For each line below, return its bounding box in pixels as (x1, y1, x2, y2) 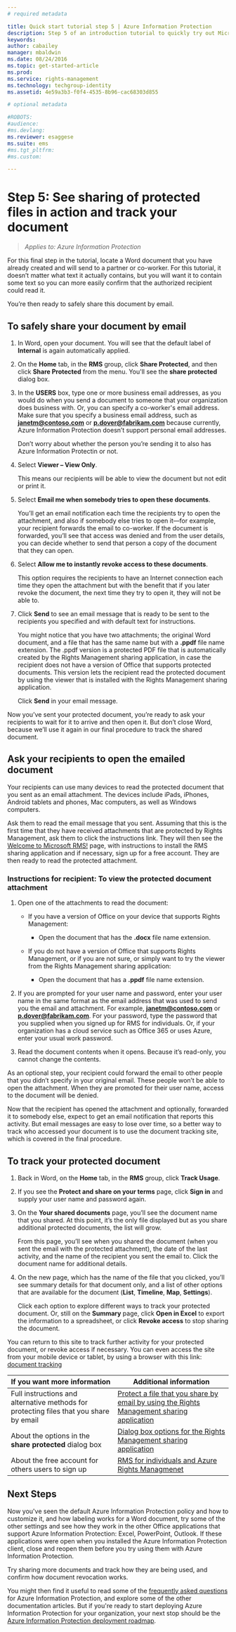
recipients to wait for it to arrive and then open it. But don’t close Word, (7, 718, 213, 726)
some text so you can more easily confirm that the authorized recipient (7, 279, 213, 287)
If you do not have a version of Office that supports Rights (27, 947, 196, 955)
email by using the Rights (117, 1397, 200, 1407)
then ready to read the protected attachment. (7, 856, 138, 865)
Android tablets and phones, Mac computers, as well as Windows (7, 798, 197, 806)
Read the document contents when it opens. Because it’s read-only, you (17, 1047, 226, 1056)
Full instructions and (11, 1389, 78, 1398)
